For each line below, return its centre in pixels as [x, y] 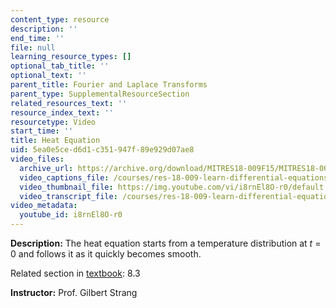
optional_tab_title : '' [60, 66]
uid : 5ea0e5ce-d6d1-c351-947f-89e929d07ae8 [102, 150]
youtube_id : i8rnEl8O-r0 [71, 215]
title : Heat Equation [55, 141]
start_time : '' [42, 131]
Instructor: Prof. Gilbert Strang [74, 292]
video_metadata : [44, 206]
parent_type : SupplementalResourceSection [100, 94]
